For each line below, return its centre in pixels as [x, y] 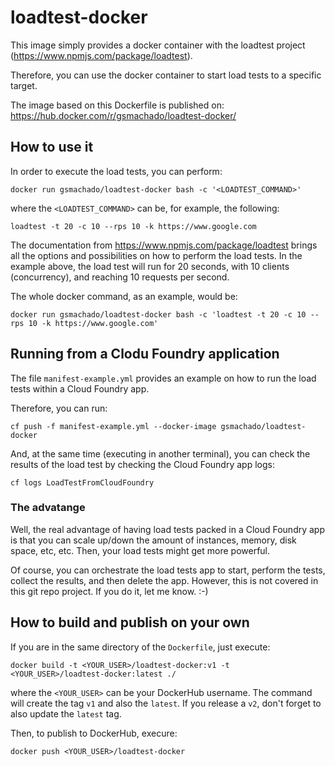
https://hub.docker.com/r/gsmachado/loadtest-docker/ [123, 115]
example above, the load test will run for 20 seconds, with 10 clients [150, 266]
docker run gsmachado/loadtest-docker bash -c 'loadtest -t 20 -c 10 [158, 314]
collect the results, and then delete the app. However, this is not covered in [164, 580]
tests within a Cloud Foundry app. [80, 388]
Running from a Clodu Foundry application [145, 354]
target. [24, 85]
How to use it [52, 147]
